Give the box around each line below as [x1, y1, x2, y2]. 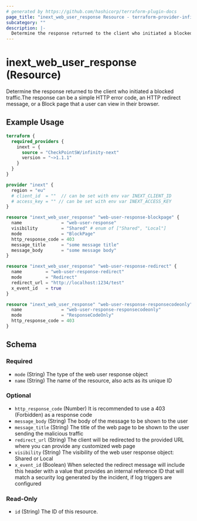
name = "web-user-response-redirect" [11, 269, 125, 275]
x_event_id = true [11, 285, 62, 291]
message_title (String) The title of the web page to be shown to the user [14, 423, 189, 430]
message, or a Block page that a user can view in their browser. [6, 101, 160, 108]
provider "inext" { [6, 182, 54, 188]
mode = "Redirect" [11, 274, 77, 280]
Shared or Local [14, 454, 53, 462]
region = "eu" [11, 187, 46, 193]
